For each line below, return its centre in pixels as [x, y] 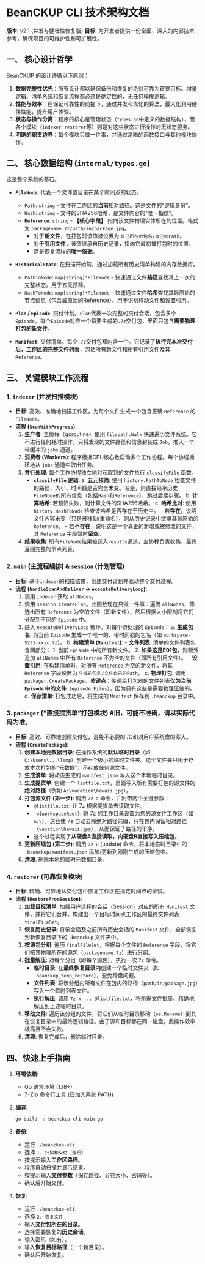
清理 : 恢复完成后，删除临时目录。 [66, 1037]
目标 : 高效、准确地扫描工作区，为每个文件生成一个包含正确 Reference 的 [106, 412]
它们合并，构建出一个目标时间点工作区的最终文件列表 [113, 914]
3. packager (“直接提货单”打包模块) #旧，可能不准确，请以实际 [98, 713]
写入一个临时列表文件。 [63, 991]
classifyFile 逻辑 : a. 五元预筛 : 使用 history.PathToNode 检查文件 [115, 480]
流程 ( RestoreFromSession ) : [49, 899]
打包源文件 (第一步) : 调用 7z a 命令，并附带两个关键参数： [97, 798]
